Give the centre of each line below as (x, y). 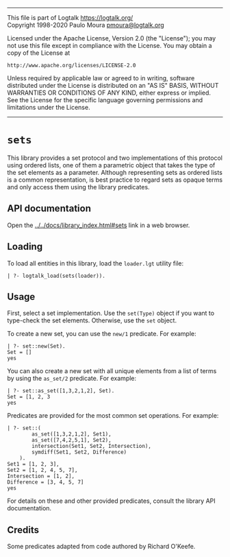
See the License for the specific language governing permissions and (105, 100)
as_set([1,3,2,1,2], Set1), (72, 434)
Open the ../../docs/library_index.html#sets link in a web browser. (99, 225)
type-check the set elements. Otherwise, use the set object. (92, 320)
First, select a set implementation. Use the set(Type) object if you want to (111, 313)
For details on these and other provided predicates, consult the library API (111, 501)
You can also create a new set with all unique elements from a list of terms (112, 371)
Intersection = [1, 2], (41, 476)
